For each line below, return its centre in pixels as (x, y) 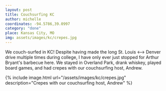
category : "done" (23, 28)
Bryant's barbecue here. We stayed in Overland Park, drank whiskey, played (83, 62)
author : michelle (23, 19)
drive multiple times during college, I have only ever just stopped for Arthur (82, 57)
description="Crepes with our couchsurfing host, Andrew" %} (69, 82)
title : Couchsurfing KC (30, 14)
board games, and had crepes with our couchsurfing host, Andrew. (74, 67)
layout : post (19, 10)
